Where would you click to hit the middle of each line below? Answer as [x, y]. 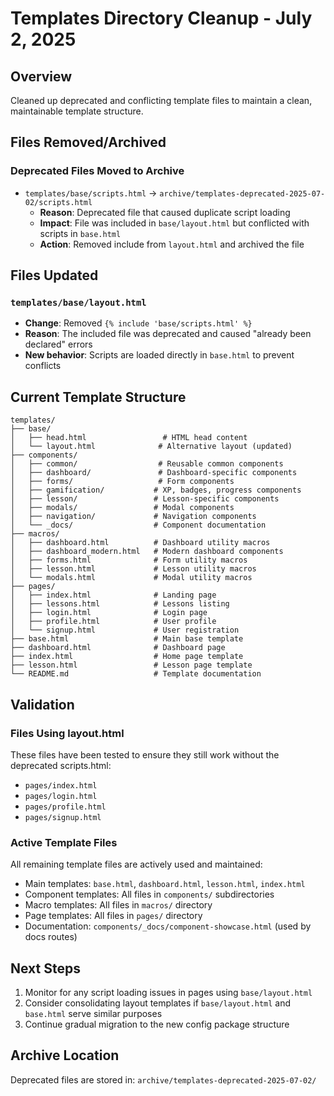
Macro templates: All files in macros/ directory [118, 905]
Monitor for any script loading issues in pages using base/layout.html [168, 992]
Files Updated [54, 275]
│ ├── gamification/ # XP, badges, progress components [156, 490]
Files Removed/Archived [88, 142]
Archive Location [65, 1055]
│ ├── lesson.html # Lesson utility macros [133, 569]
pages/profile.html [65, 807]
